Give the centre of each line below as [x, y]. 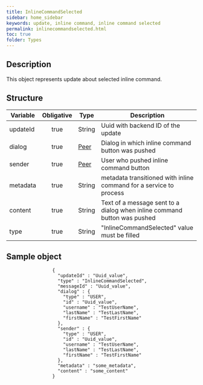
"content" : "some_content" [93, 371]
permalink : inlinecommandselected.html [56, 29]
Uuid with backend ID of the [140, 125]
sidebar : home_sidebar [35, 18]
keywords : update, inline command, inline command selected [84, 23]
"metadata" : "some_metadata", [97, 366]
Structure [25, 98]
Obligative [57, 115]
